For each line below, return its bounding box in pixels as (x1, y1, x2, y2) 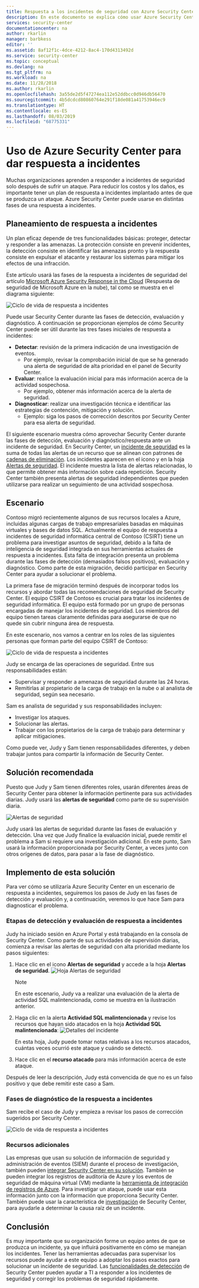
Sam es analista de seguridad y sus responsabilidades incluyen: (6, 702, 162, 709)
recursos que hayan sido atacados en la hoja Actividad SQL (14, 1020, 162, 1027)
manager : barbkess (6, 36, 52, 42)
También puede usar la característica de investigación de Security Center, (6, 1198, 187, 1206)
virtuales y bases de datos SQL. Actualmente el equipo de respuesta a (6, 526, 178, 533)
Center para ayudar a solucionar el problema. (6, 570, 117, 578)
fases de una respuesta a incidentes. (6, 202, 97, 209)
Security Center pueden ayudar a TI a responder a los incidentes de (6, 1269, 172, 1276)
